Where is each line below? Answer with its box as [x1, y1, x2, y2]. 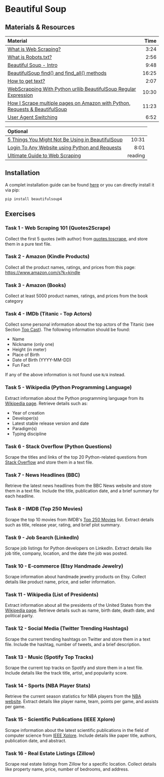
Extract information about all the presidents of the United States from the [5, 602, 151, 608]
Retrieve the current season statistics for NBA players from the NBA [5, 693, 142, 699]
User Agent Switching [7, 114, 58, 121]
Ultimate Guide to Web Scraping [7, 152, 82, 159]
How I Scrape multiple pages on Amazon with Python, [7, 100, 131, 106]
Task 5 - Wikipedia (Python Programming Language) [5, 384, 132, 391]
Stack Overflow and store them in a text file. [5, 459, 94, 465]
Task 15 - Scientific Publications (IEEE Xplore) [5, 716, 116, 723]
